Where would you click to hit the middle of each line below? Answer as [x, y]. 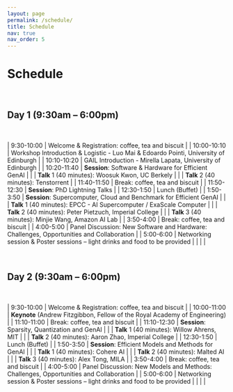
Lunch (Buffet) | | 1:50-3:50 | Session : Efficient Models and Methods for [110, 344]
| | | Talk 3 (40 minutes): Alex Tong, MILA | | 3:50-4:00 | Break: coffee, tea [113, 359]
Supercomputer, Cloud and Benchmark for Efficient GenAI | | [139, 197]
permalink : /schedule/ [40, 20]
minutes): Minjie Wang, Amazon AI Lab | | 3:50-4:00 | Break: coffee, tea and [116, 219]
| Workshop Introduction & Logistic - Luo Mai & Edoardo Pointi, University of [116, 152]
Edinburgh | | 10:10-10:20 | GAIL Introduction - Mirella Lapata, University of [114, 160]
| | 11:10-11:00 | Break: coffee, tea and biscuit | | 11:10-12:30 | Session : [107, 322]
